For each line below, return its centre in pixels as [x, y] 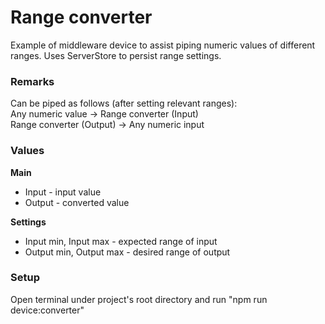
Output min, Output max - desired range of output [127, 252]
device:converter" [47, 310]
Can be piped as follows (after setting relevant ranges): [124, 103]
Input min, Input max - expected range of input [121, 241]
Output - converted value [77, 202]
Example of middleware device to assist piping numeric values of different [163, 45]
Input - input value [63, 192]
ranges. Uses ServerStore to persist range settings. [116, 55]
